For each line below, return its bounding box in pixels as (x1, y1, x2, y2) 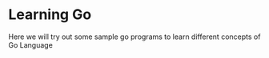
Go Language (8, 40, 54, 49)
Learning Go (8, 6, 92, 24)
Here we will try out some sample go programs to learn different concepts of (8, 32, 261, 41)
